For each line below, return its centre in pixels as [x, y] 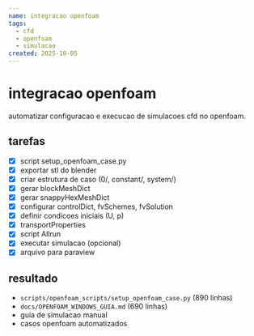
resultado [33, 278]
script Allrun [40, 234]
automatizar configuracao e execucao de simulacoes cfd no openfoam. [127, 116]
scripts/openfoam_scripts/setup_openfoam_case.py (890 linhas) [126, 298]
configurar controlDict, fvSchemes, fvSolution [97, 206]
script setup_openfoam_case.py [73, 161]
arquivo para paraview [57, 253]
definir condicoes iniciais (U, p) [72, 216]
